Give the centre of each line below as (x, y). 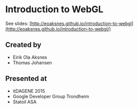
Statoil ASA (25, 102)
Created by (24, 45)
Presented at (26, 79)
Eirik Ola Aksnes (30, 57)
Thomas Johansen (32, 63)
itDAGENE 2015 (29, 91)
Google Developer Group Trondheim (51, 96)
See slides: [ (18, 23)
